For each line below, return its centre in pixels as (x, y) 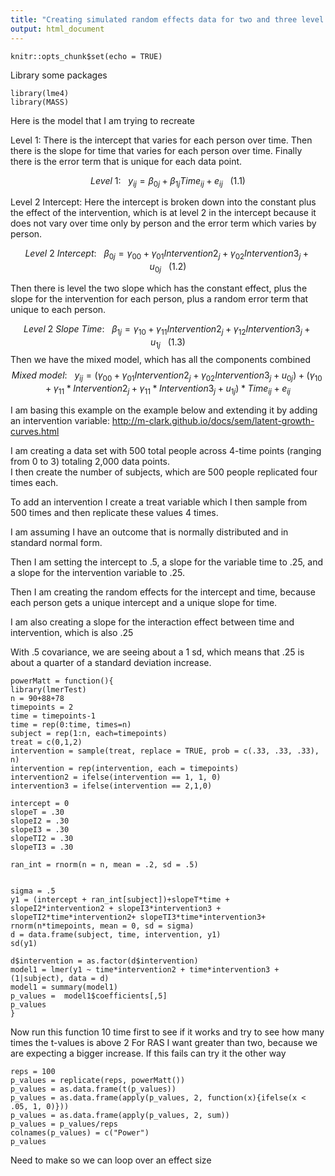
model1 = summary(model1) (64, 987)
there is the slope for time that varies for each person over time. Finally (156, 150)
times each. (34, 483)
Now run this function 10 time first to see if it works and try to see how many (167, 1032)
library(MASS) (40, 102)
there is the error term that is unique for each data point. (126, 161)
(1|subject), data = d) (60, 979)
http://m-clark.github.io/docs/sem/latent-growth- (213, 421)
